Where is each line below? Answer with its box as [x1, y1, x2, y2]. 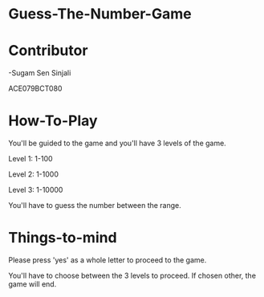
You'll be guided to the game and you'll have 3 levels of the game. [8, 138, 226, 148]
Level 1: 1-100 [8, 154, 54, 164]
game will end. [8, 279, 57, 289]
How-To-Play [8, 112, 98, 130]
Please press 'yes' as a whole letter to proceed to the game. [8, 255, 207, 265]
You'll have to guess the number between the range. [8, 201, 182, 210]
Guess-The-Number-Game [8, 5, 192, 23]
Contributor [8, 42, 88, 60]
